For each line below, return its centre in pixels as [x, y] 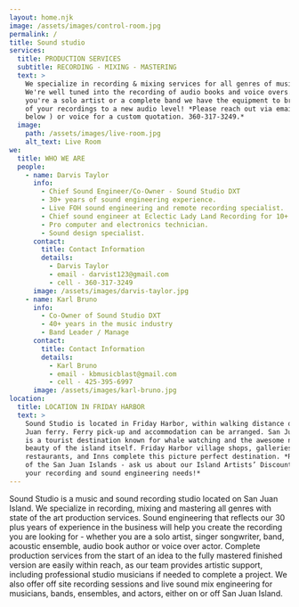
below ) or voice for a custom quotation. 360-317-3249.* [135, 117]
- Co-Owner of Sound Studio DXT [101, 316]
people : [32, 167]
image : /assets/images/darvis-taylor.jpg [111, 291]
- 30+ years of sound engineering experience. [129, 200]
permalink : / [33, 34]
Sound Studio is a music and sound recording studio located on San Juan [144, 498]
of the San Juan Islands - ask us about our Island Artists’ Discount [159, 465]
